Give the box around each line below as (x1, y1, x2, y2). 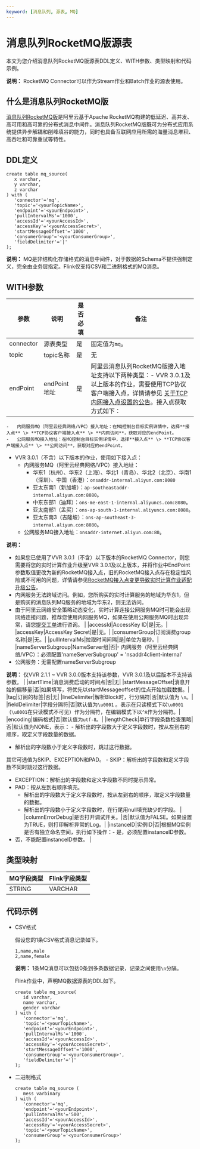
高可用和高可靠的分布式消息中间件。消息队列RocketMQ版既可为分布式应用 (6, 121, 189, 128)
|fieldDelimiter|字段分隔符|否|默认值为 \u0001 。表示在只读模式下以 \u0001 (6, 701, 183, 708)
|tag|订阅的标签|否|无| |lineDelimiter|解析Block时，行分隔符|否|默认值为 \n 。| (6, 694, 193, 700)
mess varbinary (23, 1091, 61, 1096)
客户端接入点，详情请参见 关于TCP (90, 389, 188, 397)
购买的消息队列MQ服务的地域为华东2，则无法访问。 (20, 599, 147, 606)
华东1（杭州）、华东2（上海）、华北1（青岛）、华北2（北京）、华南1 (32, 469, 192, 476)
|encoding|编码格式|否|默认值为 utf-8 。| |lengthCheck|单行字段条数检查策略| (6, 716, 193, 723)
